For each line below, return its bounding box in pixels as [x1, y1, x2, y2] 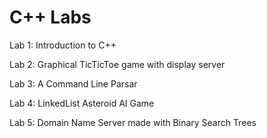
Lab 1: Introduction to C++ [9, 39, 117, 51]
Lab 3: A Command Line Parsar [9, 77, 138, 90]
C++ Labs [9, 6, 92, 29]
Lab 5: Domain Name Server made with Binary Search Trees [9, 116, 257, 128]
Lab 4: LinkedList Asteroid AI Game [9, 97, 155, 109]
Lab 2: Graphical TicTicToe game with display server [9, 58, 226, 70]
